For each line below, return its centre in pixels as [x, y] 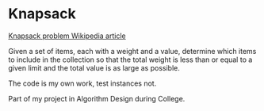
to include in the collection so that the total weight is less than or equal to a [130, 59]
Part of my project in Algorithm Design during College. [97, 98]
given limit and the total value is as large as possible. [94, 67]
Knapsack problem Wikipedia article [67, 36]
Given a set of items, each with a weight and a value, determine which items [132, 51]
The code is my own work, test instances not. [82, 83]
